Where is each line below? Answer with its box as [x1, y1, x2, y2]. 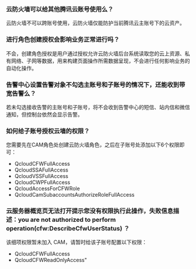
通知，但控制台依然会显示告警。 [6, 111, 83, 118]
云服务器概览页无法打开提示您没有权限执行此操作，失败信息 [6, 207, 174, 215]
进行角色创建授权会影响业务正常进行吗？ [6, 36, 120, 44]
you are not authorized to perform [17, 216, 116, 224]
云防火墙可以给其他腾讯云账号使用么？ [6, 5, 114, 13]
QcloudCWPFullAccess [14, 179, 71, 186]
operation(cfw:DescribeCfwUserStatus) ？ [6, 225, 130, 233]
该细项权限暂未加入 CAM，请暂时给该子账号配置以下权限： [6, 239, 148, 246]
